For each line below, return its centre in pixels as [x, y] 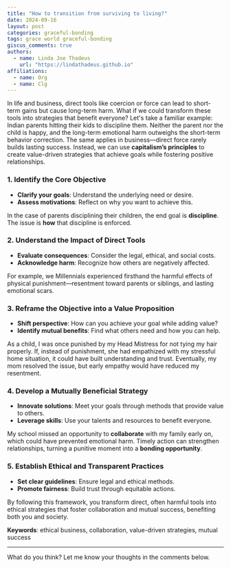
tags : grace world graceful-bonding [59, 39]
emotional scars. [31, 290]
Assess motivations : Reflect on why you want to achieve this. [105, 202]
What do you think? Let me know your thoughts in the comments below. [109, 557]
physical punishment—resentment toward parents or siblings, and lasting [111, 283]
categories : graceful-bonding [51, 33]
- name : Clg [31, 84]
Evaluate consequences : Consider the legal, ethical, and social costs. [117, 255]
